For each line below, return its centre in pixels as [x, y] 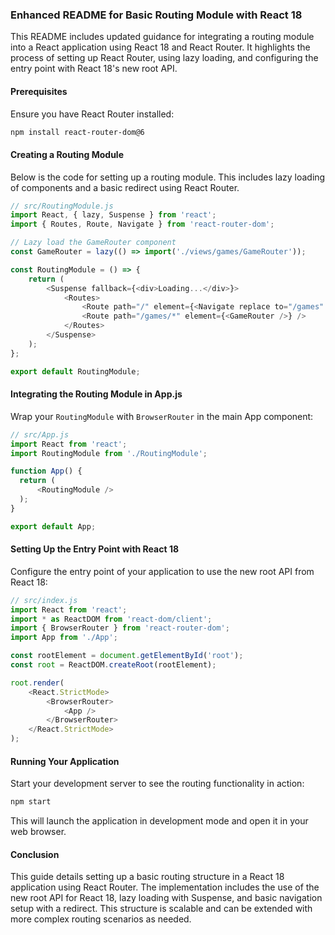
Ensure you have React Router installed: [92, 114]
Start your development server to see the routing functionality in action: [157, 784]
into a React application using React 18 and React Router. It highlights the [160, 47]
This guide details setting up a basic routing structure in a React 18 [147, 877]
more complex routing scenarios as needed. [101, 919]
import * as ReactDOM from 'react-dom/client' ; [111, 619]
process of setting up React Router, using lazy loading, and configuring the [164, 58]
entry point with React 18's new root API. [94, 69]
